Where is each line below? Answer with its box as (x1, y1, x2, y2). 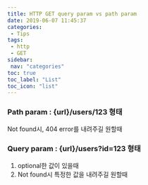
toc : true (7, 69, 37, 76)
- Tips (10, 30, 30, 37)
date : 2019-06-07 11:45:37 (7, 17, 87, 24)
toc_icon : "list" (7, 83, 58, 90)
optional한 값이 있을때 (17, 161, 79, 169)
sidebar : (7, 56, 33, 64)
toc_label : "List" (7, 76, 61, 83)
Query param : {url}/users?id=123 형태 (7, 144, 141, 154)
